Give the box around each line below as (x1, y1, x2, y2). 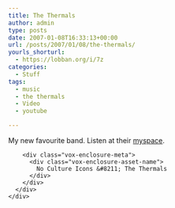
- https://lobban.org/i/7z (15, 56, 104, 64)
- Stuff (15, 70, 41, 78)
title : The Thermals (8, 11, 76, 20)
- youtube (15, 108, 47, 115)
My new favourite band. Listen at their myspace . (8, 136, 166, 145)
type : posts (8, 26, 47, 34)
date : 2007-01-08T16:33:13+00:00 (8, 33, 118, 42)
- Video (15, 100, 41, 108)
